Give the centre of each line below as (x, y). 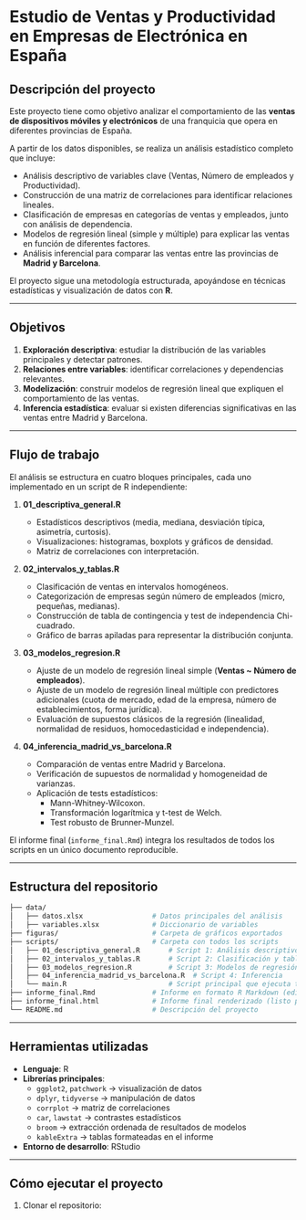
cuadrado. (56, 625)
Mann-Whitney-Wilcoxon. (97, 803)
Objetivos (37, 327)
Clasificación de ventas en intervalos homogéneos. (133, 586)
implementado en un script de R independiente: (99, 487)
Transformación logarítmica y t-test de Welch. (136, 812)
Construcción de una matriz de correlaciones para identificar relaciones (158, 195)
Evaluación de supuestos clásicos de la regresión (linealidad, (151, 719)
